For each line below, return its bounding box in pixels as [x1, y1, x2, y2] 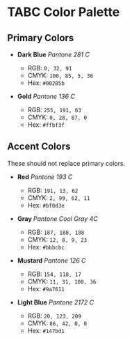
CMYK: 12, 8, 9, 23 [27, 235, 88, 244]
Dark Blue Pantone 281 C [17, 50, 90, 59]
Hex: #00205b [27, 79, 65, 87]
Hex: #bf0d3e [27, 201, 65, 209]
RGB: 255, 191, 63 [27, 106, 82, 114]
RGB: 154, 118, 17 [27, 270, 82, 278]
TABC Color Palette [7, 4, 120, 20]
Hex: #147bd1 [27, 326, 65, 334]
